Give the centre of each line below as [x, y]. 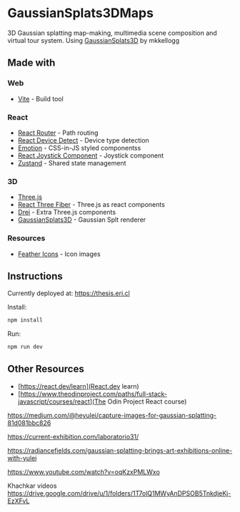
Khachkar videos [32, 486]
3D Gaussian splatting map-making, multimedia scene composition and [112, 33]
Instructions [35, 276]
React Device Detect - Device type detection [84, 140]
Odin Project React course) [147, 401]
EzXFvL [19, 501]
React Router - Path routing [58, 133]
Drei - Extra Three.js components [67, 213]
